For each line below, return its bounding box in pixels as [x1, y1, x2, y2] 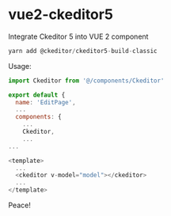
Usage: [8, 61, 32, 70]
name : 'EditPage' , [15, 98, 77, 106]
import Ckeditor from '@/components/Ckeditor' [8, 77, 165, 85]
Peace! [8, 200, 32, 210]
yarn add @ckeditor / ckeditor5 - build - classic [8, 47, 158, 55]
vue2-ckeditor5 [8, 6, 113, 24]
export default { [8, 91, 66, 99]
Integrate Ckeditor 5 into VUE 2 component [8, 32, 149, 41]
